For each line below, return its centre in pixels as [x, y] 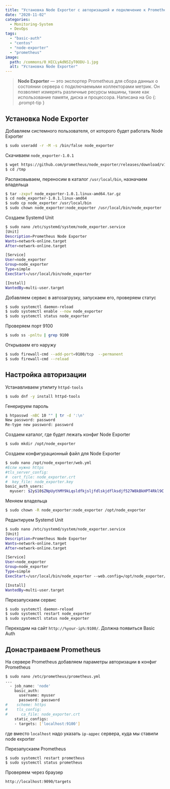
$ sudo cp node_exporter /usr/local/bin [49, 203]
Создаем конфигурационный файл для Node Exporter [63, 453]
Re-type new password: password [39, 425]
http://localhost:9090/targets [38, 782]
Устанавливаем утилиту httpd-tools [44, 387]
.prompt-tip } [31, 103]
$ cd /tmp [16, 169]
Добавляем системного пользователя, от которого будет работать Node [84, 131]
